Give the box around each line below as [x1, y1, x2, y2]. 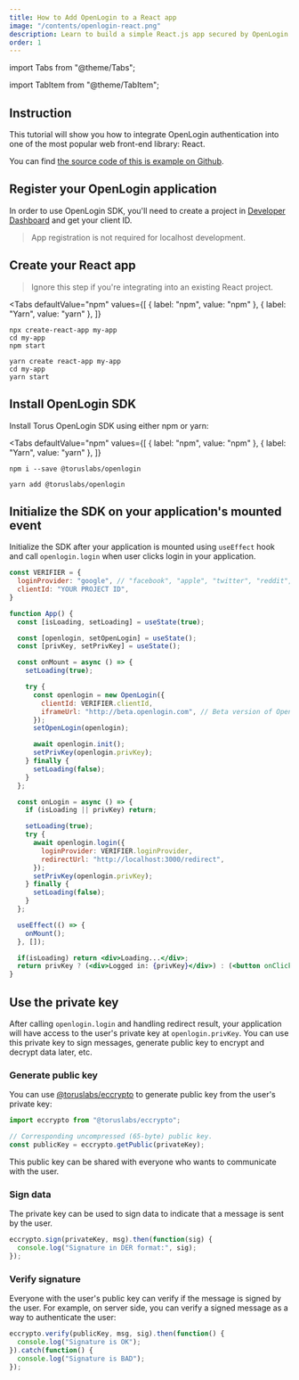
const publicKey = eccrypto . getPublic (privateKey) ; [9, 1140, 205, 1150]
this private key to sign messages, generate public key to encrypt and [9, 1038, 265, 1047]
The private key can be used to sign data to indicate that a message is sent [9, 1209, 285, 1220]
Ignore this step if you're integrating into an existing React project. [30, 282, 274, 292]
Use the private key [9, 995, 119, 1010]
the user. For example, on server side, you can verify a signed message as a [9, 1302, 289, 1313]
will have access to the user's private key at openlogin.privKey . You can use [9, 1028, 289, 1039]
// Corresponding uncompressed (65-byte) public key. [9, 1132, 214, 1141]
